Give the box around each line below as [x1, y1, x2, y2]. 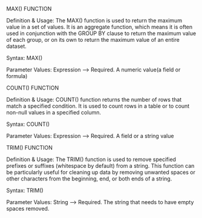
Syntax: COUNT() [6, 121, 50, 128]
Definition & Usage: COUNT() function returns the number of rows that [6, 96, 182, 103]
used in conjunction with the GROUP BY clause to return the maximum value [6, 30, 197, 37]
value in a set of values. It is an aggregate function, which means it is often [6, 24, 193, 30]
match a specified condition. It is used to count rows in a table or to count [6, 102, 190, 110]
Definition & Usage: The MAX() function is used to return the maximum [6, 17, 183, 24]
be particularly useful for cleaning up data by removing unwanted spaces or [6, 169, 195, 176]
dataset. [6, 42, 27, 50]
